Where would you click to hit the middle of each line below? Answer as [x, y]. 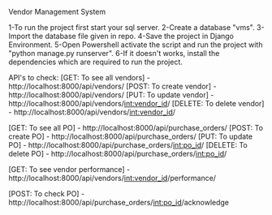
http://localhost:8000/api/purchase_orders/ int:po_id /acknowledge [119, 202]
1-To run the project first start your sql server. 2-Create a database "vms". [132, 27]
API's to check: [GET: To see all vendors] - [79, 77]
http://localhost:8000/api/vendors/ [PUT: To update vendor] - [111, 95]
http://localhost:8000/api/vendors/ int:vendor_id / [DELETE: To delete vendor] [136, 103]
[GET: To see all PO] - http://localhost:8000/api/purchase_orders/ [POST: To [136, 128]
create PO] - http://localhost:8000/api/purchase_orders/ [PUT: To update [131, 136]
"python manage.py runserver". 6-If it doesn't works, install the [114, 53]
